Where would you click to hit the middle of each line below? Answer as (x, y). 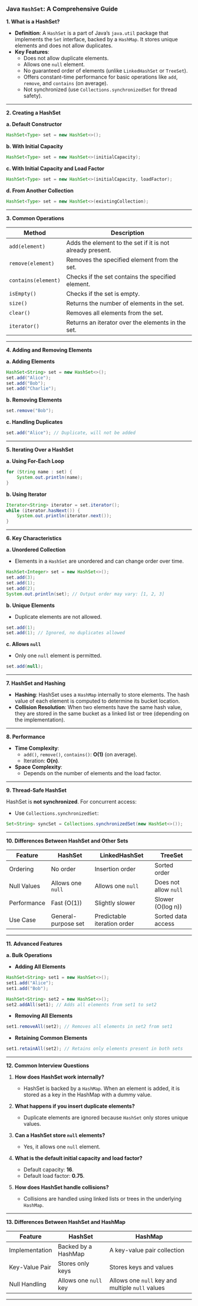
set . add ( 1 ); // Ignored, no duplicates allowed (66, 633)
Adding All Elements (40, 967)
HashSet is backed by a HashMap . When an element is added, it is (102, 1089)
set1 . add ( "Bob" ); (27, 988)
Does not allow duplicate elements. (66, 58)
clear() (20, 313)
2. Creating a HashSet (33, 113)
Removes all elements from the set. (115, 313)
